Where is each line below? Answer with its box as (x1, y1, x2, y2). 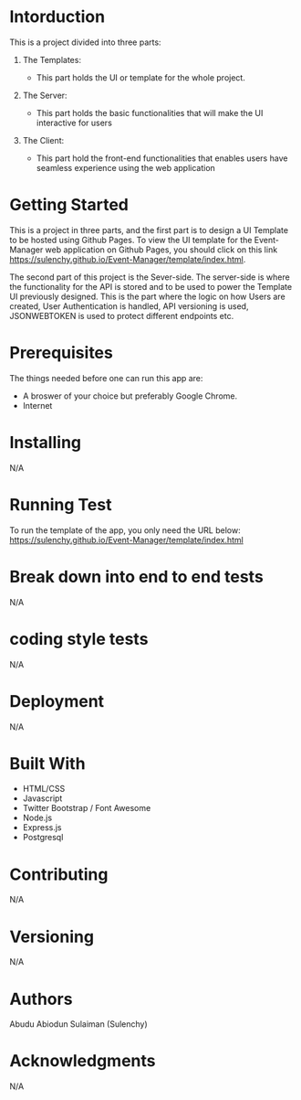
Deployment (9, 690, 105, 711)
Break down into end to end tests (9, 566, 265, 587)
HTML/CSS (22, 784, 66, 795)
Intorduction (9, 6, 106, 27)
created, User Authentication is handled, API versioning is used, (9, 300, 249, 312)
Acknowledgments (9, 1051, 157, 1072)
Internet (22, 400, 53, 411)
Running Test (9, 494, 112, 515)
